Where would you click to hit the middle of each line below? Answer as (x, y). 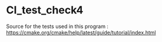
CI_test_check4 (45, 10)
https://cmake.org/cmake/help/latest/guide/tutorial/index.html (81, 32)
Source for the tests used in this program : (57, 26)
